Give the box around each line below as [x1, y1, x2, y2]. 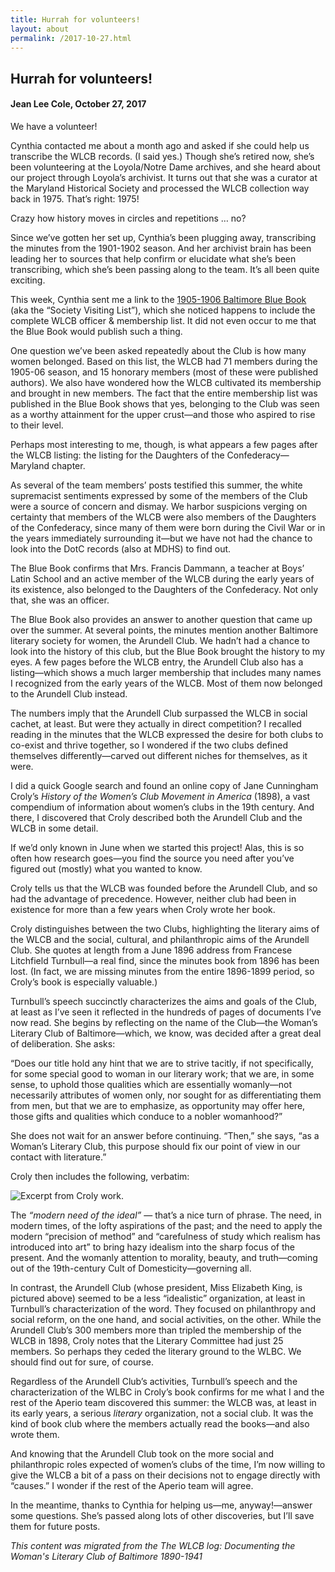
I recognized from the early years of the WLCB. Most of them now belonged [10, 677, 323, 689]
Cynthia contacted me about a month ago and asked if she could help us [10, 139, 310, 151]
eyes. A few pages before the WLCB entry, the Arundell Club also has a [10, 656, 304, 668]
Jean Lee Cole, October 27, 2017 [10, 98, 147, 110]
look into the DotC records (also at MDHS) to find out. [10, 542, 232, 555]
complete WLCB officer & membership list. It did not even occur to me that [10, 314, 317, 326]
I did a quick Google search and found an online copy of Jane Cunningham [10, 779, 319, 791]
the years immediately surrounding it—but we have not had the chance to [10, 532, 313, 544]
